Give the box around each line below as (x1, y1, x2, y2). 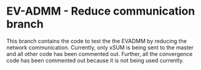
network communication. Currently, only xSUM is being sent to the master (6, 44, 194, 51)
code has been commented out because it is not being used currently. (6, 57, 184, 64)
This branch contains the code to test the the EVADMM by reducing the (6, 37, 187, 44)
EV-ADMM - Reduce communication (6, 4, 195, 18)
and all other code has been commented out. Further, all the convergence (6, 50, 193, 57)
